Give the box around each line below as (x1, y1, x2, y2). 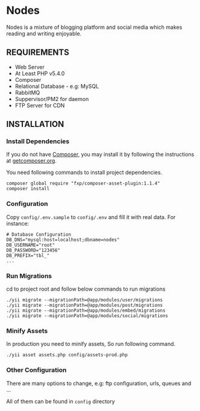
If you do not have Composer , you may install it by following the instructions (6, 151, 195, 158)
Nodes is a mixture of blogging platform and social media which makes (6, 23, 183, 31)
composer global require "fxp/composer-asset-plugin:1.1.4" (6, 181, 161, 187)
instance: (6, 220, 30, 227)
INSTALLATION (6, 119, 64, 129)
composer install (6, 186, 50, 192)
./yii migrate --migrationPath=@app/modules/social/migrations (6, 313, 169, 319)
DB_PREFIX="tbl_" (6, 252, 50, 259)
